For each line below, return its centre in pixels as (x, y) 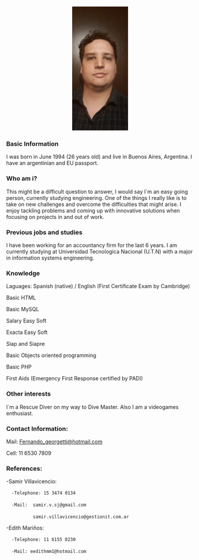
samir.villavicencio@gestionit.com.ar (81, 517)
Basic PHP (19, 367)
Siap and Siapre (26, 344)
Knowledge (23, 273)
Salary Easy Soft (26, 321)
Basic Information (32, 144)
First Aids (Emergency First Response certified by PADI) (74, 378)
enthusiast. (20, 413)
